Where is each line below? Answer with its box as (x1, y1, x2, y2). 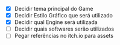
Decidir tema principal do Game (14, 5, 93, 12)
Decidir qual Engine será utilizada (14, 19, 98, 26)
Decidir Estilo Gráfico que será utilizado (14, 12, 113, 19)
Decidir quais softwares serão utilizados (14, 25, 115, 32)
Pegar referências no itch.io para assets (14, 32, 114, 40)
